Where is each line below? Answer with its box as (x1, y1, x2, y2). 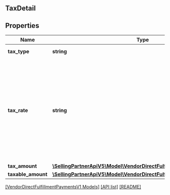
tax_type (8, 48, 29, 55)
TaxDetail (5, 4, 36, 13)
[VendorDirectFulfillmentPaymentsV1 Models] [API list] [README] (5, 184, 142, 190)
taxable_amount (8, 171, 48, 178)
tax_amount (8, 163, 37, 170)
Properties (5, 21, 39, 30)
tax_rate (8, 107, 28, 114)
